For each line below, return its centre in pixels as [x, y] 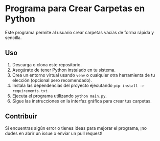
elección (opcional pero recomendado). [52, 80]
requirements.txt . [30, 90]
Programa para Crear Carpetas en [75, 9]
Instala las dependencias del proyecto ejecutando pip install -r [78, 85]
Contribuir [21, 116]
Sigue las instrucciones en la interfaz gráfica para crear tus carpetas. [82, 101]
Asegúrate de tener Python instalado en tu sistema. [64, 70]
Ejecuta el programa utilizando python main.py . [59, 96]
